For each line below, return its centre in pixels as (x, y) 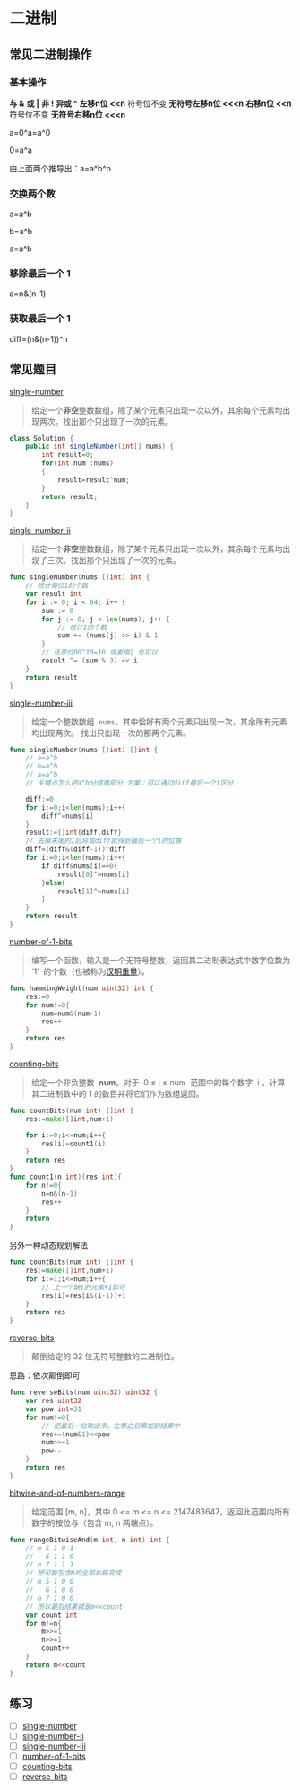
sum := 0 (58, 610)
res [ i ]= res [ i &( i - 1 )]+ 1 (84, 1295)
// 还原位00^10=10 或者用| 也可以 (100, 653)
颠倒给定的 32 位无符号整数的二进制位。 (105, 1356)
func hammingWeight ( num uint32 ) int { (81, 988)
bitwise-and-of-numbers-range (68, 1493)
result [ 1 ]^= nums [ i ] (93, 891)
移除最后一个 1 (40, 274)
